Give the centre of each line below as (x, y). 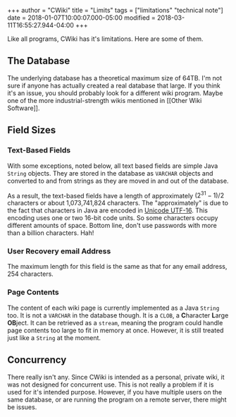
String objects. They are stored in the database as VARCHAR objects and (110, 173)
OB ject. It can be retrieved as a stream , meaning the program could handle (115, 322)
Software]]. (24, 108)
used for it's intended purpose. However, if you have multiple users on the (115, 392)
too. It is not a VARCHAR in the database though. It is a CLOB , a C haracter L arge (118, 315)
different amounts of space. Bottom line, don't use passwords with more (112, 226)
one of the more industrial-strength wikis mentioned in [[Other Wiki (105, 100)
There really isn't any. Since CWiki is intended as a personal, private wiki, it (116, 377)
